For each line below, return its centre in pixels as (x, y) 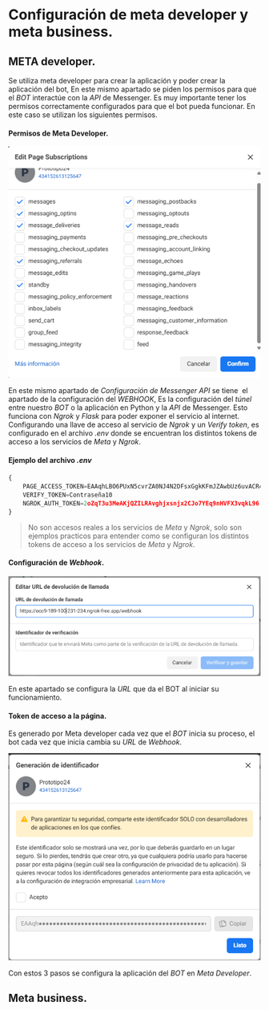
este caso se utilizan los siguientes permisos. (83, 115)
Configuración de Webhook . (56, 562)
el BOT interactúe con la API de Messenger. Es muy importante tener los (127, 97)
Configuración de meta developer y (128, 15)
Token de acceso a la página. (58, 716)
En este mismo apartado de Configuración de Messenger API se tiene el (128, 390)
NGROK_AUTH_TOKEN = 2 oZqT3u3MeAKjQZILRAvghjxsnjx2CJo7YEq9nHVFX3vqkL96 (141, 503)
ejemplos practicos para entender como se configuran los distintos (139, 536)
